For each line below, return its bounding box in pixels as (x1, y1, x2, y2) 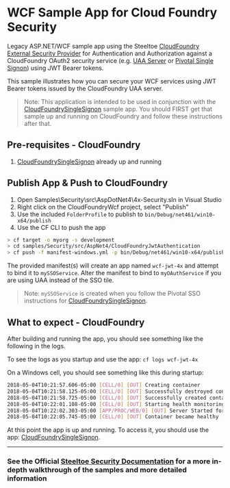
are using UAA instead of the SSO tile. (7, 276, 114, 285)
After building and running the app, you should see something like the (7, 335, 204, 343)
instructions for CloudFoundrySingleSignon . (23, 296, 148, 305)
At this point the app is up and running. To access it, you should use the (7, 426, 209, 434)
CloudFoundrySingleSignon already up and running (16, 157, 162, 166)
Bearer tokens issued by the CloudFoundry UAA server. (7, 84, 164, 92)
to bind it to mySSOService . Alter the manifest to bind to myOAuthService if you (7, 269, 221, 277)
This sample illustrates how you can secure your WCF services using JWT (7, 77, 217, 85)
